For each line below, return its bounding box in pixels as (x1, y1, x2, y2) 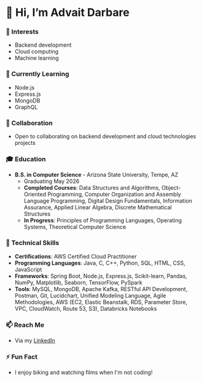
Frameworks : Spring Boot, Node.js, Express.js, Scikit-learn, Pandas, (14, 272, 188, 279)
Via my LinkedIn (14, 337, 56, 344)
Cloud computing (14, 48, 59, 55)
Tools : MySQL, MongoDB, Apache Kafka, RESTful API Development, (14, 285, 188, 292)
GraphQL (14, 103, 38, 111)
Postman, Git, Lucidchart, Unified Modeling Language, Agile (14, 292, 166, 299)
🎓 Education (6, 155, 46, 163)
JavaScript (14, 265, 42, 273)
